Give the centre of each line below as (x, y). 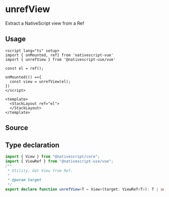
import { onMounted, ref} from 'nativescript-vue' (59, 55)
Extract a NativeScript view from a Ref (45, 23)
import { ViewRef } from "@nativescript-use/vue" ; (59, 161)
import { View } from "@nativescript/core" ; (53, 156)
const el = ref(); (24, 68)
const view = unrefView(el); (40, 82)
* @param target (24, 180)
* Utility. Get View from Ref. (40, 171)
